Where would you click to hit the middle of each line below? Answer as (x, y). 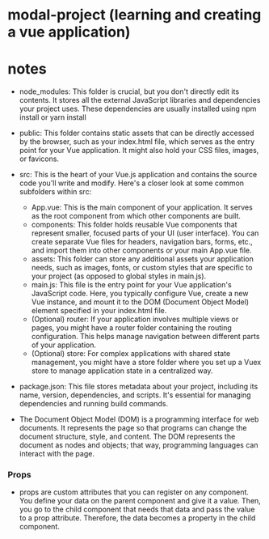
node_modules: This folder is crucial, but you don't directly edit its (129, 91)
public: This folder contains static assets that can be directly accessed (137, 133)
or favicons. (39, 159)
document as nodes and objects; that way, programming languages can (139, 445)
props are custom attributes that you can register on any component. (134, 492)
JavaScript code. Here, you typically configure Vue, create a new (140, 294)
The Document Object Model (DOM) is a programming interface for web (139, 419)
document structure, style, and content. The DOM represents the (127, 437)
